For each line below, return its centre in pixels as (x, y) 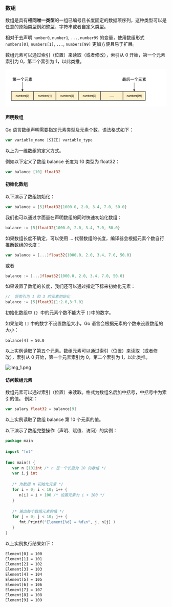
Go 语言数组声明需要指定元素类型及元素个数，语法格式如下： (70, 130)
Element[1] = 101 (24, 559)
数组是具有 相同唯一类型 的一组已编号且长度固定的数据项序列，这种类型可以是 (86, 20)
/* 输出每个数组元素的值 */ (38, 511)
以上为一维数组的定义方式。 (35, 151)
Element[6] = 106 (24, 584)
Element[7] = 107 (24, 590)
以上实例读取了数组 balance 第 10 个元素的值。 (55, 419)
